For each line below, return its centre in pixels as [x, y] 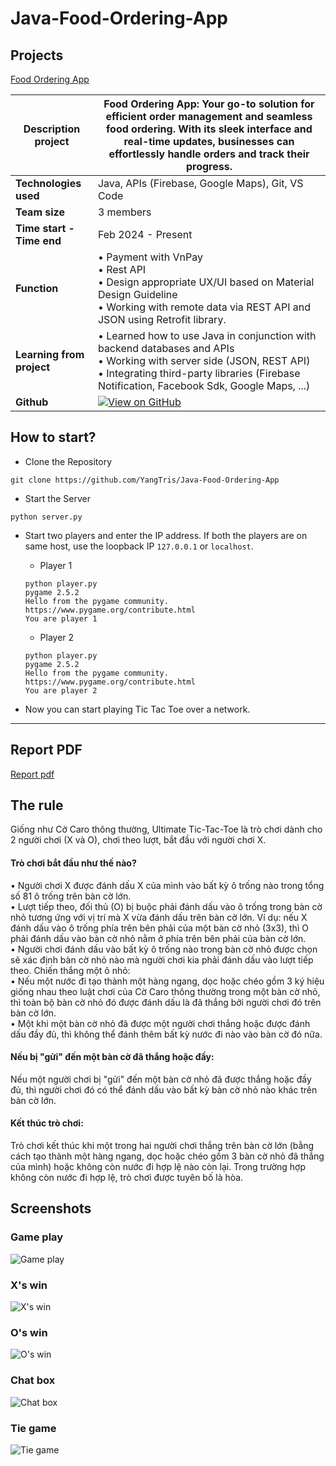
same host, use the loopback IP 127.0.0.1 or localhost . [139, 546]
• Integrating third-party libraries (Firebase [199, 373]
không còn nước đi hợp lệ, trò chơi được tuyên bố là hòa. [127, 1178]
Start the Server [57, 498]
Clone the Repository [68, 461]
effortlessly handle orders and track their [209, 154]
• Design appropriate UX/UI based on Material [206, 282]
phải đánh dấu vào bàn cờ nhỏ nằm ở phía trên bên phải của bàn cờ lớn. [158, 938]
